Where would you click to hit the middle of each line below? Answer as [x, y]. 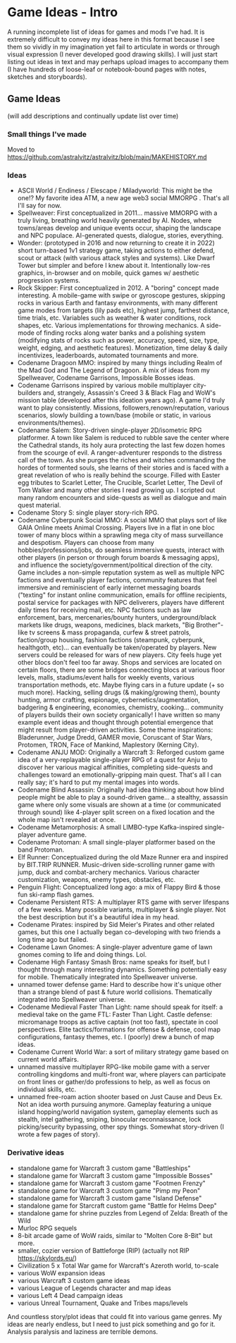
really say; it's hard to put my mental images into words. [99, 783]
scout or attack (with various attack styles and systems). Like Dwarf [116, 258]
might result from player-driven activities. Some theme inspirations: [115, 730]
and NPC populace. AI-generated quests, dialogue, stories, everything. [120, 235]
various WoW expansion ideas [61, 1273]
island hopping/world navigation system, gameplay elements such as [118, 1112]
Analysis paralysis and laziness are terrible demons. [83, 1331]
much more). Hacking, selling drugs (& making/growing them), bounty [119, 692]
